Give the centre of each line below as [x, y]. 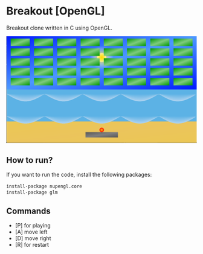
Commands [29, 211]
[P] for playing [33, 226]
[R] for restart [32, 245]
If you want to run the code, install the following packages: [79, 175]
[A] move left [31, 232]
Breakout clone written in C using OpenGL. [60, 28]
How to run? [30, 160]
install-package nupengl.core [44, 186]
